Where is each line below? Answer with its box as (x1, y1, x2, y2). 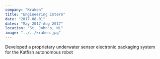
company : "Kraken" (5, 7, 43, 12)
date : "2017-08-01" (5, 16, 46, 21)
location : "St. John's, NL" (5, 26, 64, 31)
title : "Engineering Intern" (5, 12, 66, 17)
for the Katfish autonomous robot (5, 49, 73, 55)
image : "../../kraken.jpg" (5, 30, 61, 35)
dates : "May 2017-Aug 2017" (5, 21, 64, 26)
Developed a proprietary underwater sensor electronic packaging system (5, 44, 156, 50)
